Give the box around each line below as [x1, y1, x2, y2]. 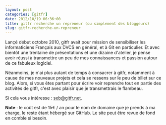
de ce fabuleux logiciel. [5, 60, 53, 66]
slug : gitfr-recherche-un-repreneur [5, 26, 81, 31]
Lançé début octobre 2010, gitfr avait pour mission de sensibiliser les [5, 39, 146, 45]
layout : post [5, 7, 32, 12]
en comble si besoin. [5, 115, 48, 121]
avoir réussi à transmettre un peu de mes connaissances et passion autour [5, 55, 158, 61]
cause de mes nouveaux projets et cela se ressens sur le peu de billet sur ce [5, 75, 162, 81]
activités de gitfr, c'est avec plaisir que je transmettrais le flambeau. [5, 85, 143, 91]
